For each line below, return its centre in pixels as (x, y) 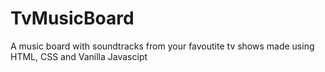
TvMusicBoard (72, 18)
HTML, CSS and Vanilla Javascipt (79, 56)
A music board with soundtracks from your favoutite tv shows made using (162, 46)
